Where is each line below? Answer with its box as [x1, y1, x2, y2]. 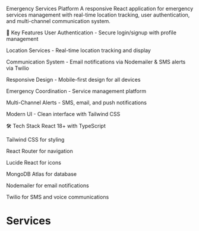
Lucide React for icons [6, 159, 61, 166]
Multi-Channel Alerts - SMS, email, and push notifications [6, 99, 147, 106]
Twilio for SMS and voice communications [6, 194, 109, 200]
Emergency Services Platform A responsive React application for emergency [6, 5, 194, 12]
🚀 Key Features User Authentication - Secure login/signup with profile [6, 29, 177, 36]
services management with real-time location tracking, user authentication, [6, 11, 190, 18]
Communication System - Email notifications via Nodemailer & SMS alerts [6, 59, 186, 65]
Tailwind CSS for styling [6, 136, 65, 143]
